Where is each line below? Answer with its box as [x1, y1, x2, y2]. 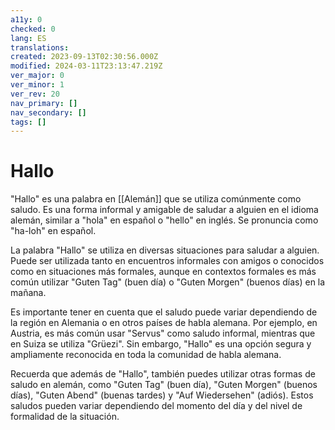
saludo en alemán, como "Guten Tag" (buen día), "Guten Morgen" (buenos [10, 379, 318, 391]
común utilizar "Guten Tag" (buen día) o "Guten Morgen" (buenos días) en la [10, 276, 326, 288]
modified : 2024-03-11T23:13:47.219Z [10, 61, 163, 71]
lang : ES [10, 33, 47, 43]
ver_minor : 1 [10, 80, 65, 90]
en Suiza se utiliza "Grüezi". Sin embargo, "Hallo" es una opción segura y [10, 338, 312, 350]
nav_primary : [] [10, 98, 78, 108]
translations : [10, 42, 70, 53]
